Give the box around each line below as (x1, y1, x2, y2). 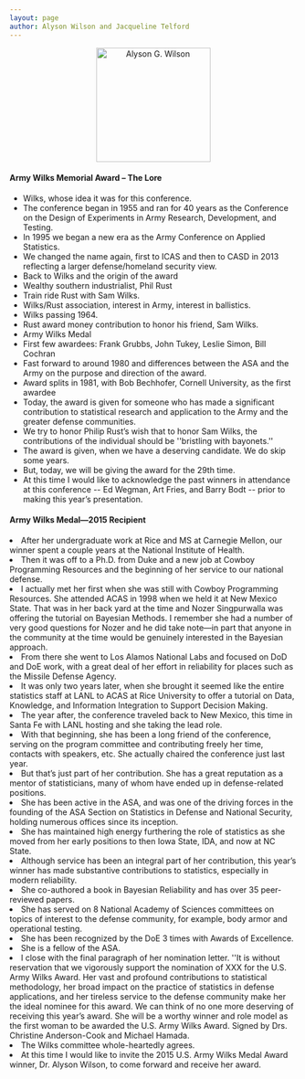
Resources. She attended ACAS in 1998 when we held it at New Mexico (9, 593, 278, 604)
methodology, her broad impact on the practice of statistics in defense (9, 981, 275, 992)
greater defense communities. (22, 416, 137, 427)
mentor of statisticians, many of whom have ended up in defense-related (9, 778, 284, 788)
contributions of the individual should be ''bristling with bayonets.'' (22, 435, 274, 446)
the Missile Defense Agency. (9, 671, 117, 682)
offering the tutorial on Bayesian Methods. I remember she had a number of (9, 612, 294, 623)
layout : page (9, 13, 59, 23)
